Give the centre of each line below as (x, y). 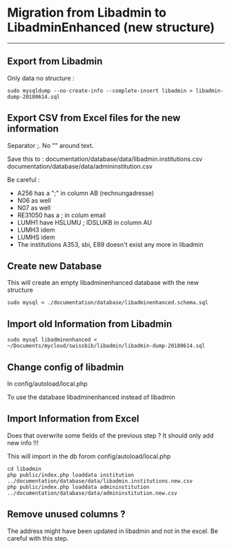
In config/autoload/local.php (47, 384)
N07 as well (34, 207)
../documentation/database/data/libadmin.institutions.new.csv (100, 481)
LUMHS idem (36, 237)
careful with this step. (38, 538)
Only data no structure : (41, 78)
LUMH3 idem (36, 230)
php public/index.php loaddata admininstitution (78, 487)
